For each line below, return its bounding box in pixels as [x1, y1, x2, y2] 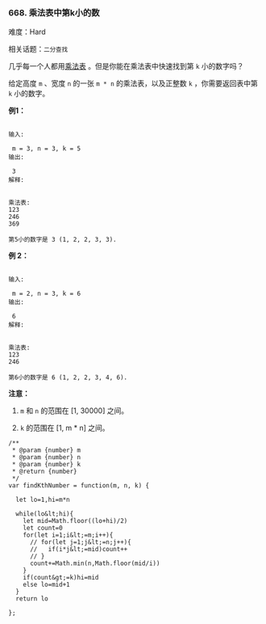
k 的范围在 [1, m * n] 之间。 [19, 423, 110, 433]
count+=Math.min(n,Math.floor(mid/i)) [29, 559, 160, 567]
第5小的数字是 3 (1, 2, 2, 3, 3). [8, 236, 117, 244]
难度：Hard [8, 27, 46, 37]
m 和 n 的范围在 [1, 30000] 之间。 [19, 406, 129, 415]
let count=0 [23, 524, 63, 533]
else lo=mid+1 [23, 580, 70, 589]
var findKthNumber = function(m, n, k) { [8, 482, 150, 490]
